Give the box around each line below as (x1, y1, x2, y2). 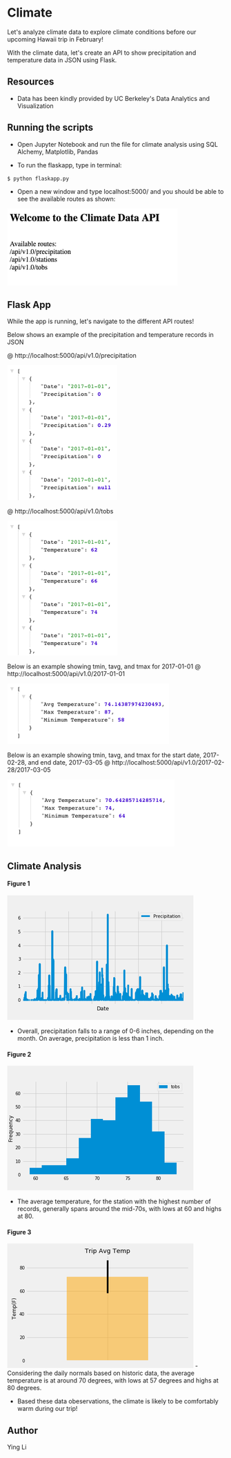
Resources (7, 76, 54, 88)
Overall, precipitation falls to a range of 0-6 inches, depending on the (17, 1026, 214, 1035)
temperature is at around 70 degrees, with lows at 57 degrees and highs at (7, 1376, 219, 1385)
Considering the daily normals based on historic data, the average (7, 1369, 195, 1378)
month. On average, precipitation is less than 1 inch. (17, 1034, 164, 1042)
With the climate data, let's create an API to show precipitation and (7, 48, 197, 57)
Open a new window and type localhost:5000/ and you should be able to (17, 187, 224, 195)
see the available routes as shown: (17, 194, 116, 203)
